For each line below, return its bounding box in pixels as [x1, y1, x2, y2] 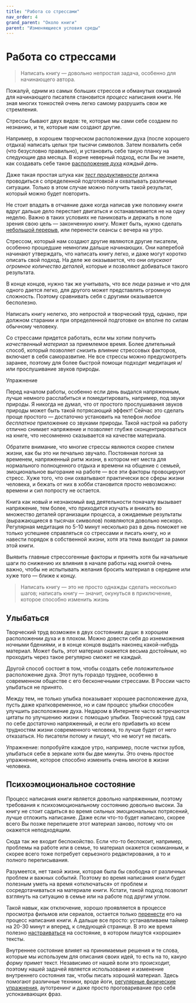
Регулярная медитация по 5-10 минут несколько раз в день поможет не [6, 523, 187, 530]
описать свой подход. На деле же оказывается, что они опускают [6, 257, 172, 264]
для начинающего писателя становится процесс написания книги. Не [6, 93, 181, 100]
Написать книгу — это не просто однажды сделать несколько [20, 584, 177, 591]
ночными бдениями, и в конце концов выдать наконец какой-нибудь [6, 641, 178, 648]
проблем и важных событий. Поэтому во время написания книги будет [6, 874, 185, 881]
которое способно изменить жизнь [20, 596, 109, 603]
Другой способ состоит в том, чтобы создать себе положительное [6, 665, 174, 672]
